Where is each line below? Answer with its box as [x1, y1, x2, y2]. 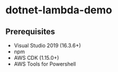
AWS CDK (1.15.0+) [13, 55, 59, 61]
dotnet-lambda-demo [5, 3, 113, 17]
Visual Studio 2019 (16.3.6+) [13, 42, 81, 49]
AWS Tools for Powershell [13, 60, 76, 67]
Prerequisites [5, 27, 55, 37]
